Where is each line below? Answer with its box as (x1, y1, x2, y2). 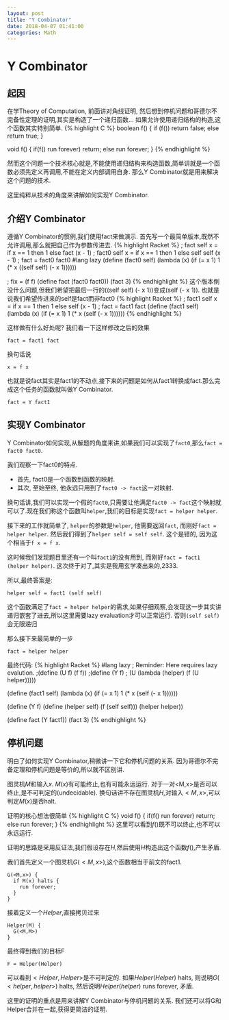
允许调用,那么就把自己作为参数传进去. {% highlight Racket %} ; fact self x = (7, 241, 219, 249)
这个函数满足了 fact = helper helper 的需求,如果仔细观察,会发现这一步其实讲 (7, 602, 222, 610)
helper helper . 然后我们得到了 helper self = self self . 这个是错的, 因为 (7, 530, 212, 538)
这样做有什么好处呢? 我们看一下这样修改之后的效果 (7, 323, 150, 332)
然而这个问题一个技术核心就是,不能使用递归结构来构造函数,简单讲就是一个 (7, 159, 215, 168)
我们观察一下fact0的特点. (7, 460, 78, 469)
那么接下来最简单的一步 (7, 634, 73, 643)
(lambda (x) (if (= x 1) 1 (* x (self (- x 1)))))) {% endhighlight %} (7, 310, 183, 318)
